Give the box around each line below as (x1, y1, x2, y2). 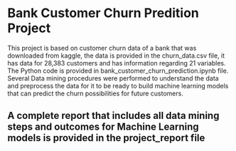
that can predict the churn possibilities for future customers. (7, 89, 183, 98)
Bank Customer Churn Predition (7, 5, 199, 21)
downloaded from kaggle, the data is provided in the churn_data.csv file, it (7, 51, 225, 60)
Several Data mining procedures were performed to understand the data (7, 73, 219, 83)
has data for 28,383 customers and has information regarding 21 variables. (7, 58, 226, 67)
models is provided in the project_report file (7, 132, 205, 144)
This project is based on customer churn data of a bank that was (7, 43, 197, 52)
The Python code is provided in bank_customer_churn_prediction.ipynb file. (7, 66, 229, 75)
